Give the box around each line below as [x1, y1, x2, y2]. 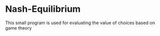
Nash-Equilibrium [5, 3, 81, 15]
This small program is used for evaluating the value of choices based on [5, 20, 155, 26]
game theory [5, 25, 32, 31]
